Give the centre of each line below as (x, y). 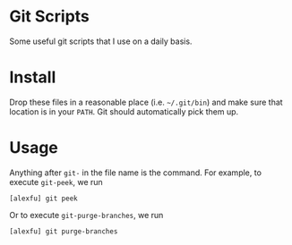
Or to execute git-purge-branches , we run (86, 215)
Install (33, 77)
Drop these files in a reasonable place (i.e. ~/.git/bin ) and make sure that (146, 102)
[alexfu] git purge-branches (64, 231)
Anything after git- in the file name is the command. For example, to (136, 173)
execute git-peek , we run (56, 182)
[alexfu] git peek (43, 199)
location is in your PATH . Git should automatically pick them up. (124, 111)
